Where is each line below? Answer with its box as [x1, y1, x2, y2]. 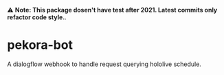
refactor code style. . [7, 13, 67, 21]
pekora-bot [7, 37, 74, 53]
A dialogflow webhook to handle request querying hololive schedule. [7, 60, 201, 68]
